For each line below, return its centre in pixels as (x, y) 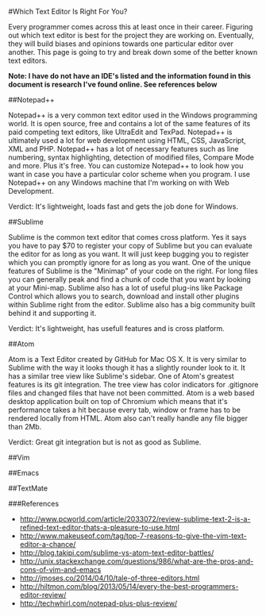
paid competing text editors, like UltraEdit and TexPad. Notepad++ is (120, 132)
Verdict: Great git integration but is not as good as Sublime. (105, 442)
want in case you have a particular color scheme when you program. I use (129, 174)
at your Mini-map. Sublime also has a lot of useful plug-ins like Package (125, 288)
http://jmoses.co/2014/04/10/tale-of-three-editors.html (110, 578)
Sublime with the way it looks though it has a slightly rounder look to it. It (127, 368)
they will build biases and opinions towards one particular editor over (121, 44)
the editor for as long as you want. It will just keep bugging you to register (129, 254)
